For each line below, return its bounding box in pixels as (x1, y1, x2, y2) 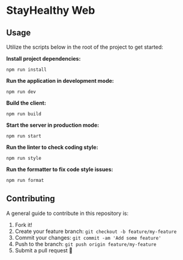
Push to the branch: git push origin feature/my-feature (14, 240, 157, 247)
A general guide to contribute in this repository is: (6, 210, 129, 217)
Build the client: (6, 100, 46, 106)
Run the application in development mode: (6, 77, 114, 84)
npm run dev (6, 89, 36, 95)
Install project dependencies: (6, 55, 81, 62)
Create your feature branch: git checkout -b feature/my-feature (14, 228, 177, 235)
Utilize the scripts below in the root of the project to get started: (6, 43, 164, 50)
